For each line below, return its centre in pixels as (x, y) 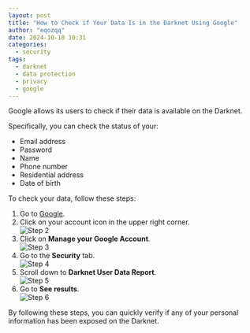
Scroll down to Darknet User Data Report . (88, 272)
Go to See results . (49, 289)
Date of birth (40, 183)
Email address (43, 142)
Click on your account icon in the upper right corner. (105, 222)
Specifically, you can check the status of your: (84, 126)
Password (36, 150)
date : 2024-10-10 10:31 (47, 37)
